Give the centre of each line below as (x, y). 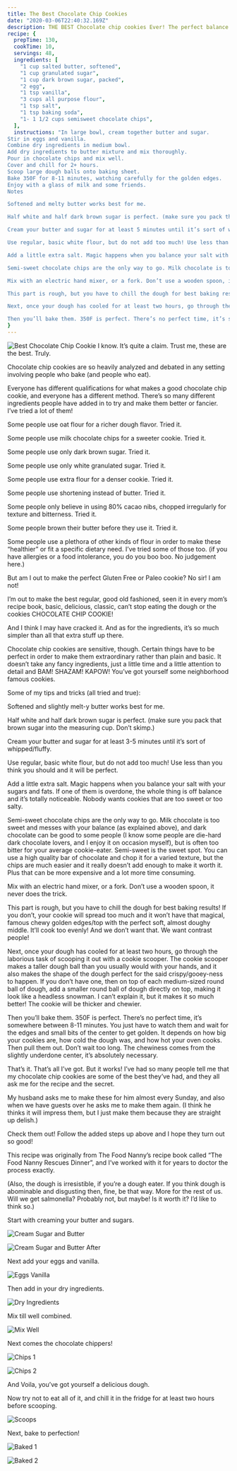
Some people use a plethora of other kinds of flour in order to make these (114, 541)
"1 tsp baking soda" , (51, 112)
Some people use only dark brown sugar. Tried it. (79, 452)
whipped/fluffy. (30, 749)
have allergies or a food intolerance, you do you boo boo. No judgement (112, 557)
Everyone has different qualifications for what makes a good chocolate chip (117, 388)
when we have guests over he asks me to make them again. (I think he (109, 1105)
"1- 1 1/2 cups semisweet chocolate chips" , (86, 119)
